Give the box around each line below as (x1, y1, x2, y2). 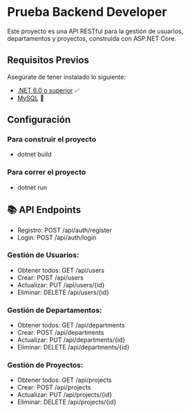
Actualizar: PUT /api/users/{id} (17, 280, 105, 289)
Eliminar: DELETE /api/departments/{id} (17, 343, 130, 352)
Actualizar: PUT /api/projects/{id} (17, 391, 113, 399)
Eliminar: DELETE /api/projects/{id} (17, 398, 117, 406)
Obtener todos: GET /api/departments (17, 321, 126, 329)
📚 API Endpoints (7, 204, 82, 216)
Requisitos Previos (7, 55, 90, 66)
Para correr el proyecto (7, 167, 86, 177)
